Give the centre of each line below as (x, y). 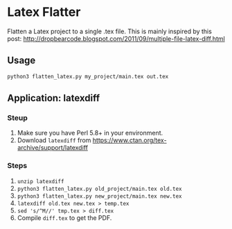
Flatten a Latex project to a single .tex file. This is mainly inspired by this (110, 31)
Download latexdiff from (54, 140)
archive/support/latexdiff (53, 148)
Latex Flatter (44, 12)
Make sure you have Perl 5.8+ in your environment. (90, 133)
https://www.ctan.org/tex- (130, 140)
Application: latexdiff (54, 98)
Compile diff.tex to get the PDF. (64, 218)
